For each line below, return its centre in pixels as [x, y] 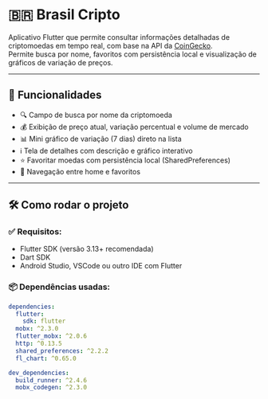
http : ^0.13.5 [39, 344]
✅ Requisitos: [35, 232]
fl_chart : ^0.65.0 [46, 358]
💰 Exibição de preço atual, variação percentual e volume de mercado [134, 127]
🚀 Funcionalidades [55, 95]
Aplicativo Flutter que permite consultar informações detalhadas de [119, 37]
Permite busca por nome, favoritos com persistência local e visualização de [132, 54]
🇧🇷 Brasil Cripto [65, 15]
